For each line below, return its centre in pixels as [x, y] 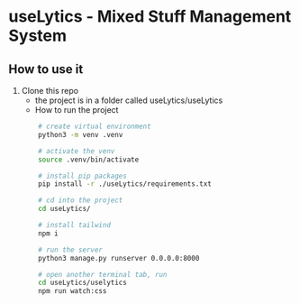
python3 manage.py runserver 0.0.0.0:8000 [119, 258]
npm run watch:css [73, 291]
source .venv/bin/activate [89, 160]
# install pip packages [82, 176]
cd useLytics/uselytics [82, 283]
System [38, 36]
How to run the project [77, 110]
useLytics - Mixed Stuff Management [150, 17]
